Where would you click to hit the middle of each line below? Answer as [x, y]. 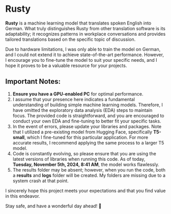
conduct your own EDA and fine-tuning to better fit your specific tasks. [87, 121]
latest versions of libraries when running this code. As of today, [79, 159]
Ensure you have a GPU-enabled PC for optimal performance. [78, 94]
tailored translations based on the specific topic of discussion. [70, 39]
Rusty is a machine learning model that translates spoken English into [78, 23]
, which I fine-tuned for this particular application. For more [87, 137]
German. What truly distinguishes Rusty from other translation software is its [85, 28]
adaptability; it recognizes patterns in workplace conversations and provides [85, 34]
